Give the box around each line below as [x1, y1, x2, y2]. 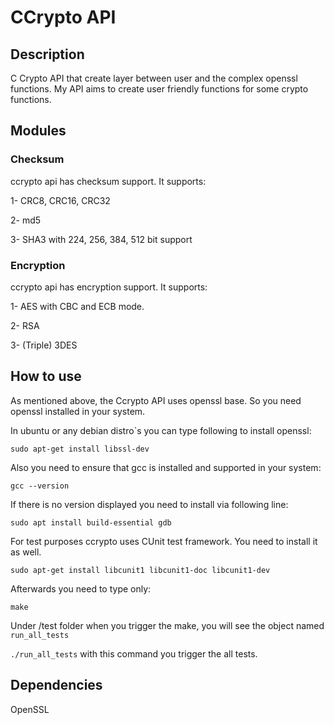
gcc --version [10, 481, 70, 491]
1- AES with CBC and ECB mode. [10, 300, 145, 312]
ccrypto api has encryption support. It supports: [10, 281, 208, 293]
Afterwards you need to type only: [10, 582, 152, 595]
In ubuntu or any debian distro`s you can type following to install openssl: [10, 424, 312, 436]
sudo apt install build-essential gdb [10, 517, 172, 528]
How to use [10, 368, 82, 385]
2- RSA [10, 319, 40, 331]
